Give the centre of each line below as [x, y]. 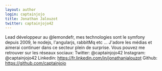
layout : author [21, 10]
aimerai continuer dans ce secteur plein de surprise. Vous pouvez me [75, 47]
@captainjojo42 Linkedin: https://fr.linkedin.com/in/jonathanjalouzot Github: [81, 58]
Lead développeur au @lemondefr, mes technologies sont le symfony [75, 37]
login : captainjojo [25, 14]
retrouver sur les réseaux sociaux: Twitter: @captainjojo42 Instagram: [75, 53]
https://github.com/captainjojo [36, 63]
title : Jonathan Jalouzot [31, 19]
